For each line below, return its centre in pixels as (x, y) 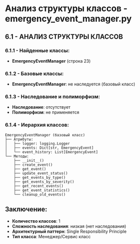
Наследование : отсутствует (41, 107)
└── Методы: (17, 156)
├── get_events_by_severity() (44, 182)
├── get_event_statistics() (42, 190)
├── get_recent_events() (39, 186)
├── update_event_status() (41, 173)
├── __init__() (29, 161)
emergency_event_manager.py (68, 19)
